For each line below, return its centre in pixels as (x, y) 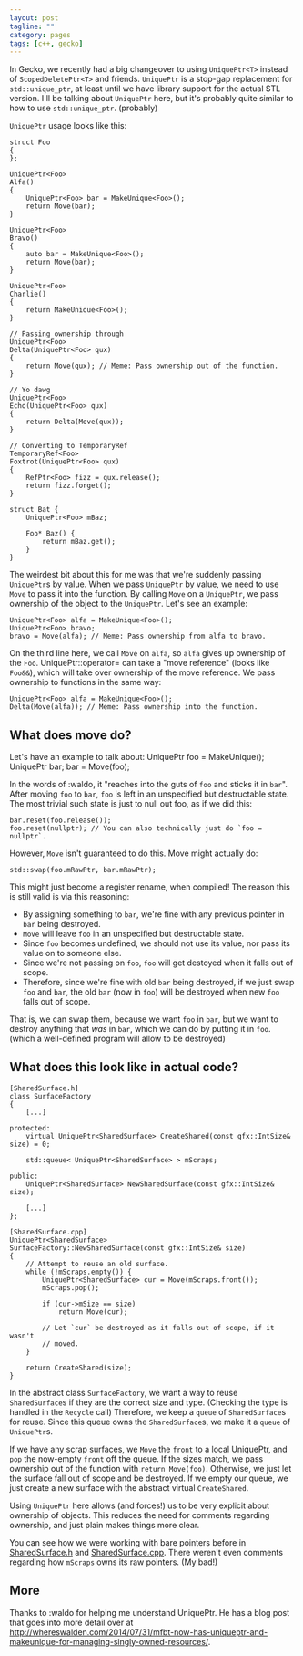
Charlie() (28, 294)
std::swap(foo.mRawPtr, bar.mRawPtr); (83, 870)
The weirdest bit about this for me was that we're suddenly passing (136, 575)
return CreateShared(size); (79, 1368)
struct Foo (30, 142)
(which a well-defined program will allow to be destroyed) (117, 1039)
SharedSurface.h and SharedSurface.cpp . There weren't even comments (146, 1552)
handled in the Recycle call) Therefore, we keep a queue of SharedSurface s (148, 1411)
